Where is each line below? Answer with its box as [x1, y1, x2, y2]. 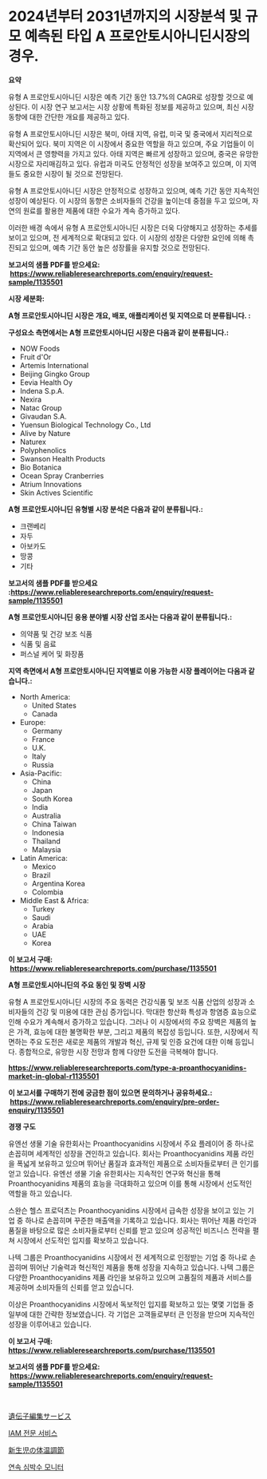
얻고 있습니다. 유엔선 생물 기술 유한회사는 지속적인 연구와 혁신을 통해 [8, 1168, 221, 1178]
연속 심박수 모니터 [8, 1462, 64, 1472]
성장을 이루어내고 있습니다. [8, 1319, 92, 1329]
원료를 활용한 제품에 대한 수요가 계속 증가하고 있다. [22, 205, 181, 216]
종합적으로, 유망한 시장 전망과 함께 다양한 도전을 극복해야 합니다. [18, 1047, 219, 1057]
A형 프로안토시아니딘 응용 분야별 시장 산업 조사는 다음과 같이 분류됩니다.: [8, 612, 233, 621]
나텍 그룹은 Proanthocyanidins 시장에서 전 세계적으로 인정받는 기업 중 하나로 [8, 1252, 249, 1262]
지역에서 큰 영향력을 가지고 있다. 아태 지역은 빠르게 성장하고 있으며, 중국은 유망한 [8, 149, 259, 158]
